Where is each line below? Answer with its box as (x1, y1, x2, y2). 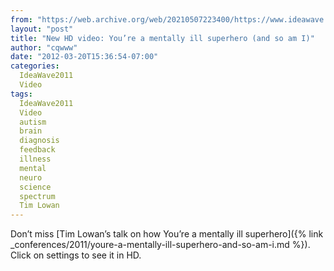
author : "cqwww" (10, 42, 78, 53)
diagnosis (19, 136, 60, 146)
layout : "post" (10, 24, 74, 34)
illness (19, 154, 52, 164)
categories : (10, 61, 60, 71)
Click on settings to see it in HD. (10, 249, 142, 261)
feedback (19, 145, 56, 155)
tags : (10, 89, 33, 99)
